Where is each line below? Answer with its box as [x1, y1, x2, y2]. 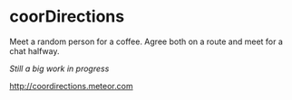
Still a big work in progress [9, 63, 110, 74]
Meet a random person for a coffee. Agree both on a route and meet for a [9, 36, 284, 47]
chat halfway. [9, 45, 60, 56]
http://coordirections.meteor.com [9, 80, 133, 91]
